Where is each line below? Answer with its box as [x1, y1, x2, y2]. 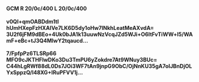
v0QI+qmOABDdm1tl [6, 18, 59, 25]
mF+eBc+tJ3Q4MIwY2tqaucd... [6, 37, 89, 44]
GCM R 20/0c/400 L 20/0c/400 [6, 5, 87, 12]
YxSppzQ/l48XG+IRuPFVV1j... [6, 69, 83, 76]
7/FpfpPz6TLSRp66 [6, 50, 57, 57]
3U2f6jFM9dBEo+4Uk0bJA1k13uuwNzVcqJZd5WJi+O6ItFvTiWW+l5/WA [6, 31, 193, 38]
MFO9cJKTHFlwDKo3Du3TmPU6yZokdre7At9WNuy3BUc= [6, 56, 158, 63]
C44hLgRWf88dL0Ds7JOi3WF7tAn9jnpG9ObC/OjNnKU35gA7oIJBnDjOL [6, 63, 192, 70]
